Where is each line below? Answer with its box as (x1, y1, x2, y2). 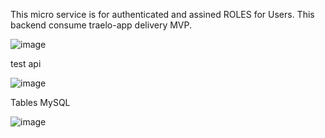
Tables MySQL (10, 97, 71, 108)
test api (10, 58, 42, 69)
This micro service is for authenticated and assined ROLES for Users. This (10, 9, 315, 20)
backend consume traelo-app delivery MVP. (10, 19, 192, 31)
